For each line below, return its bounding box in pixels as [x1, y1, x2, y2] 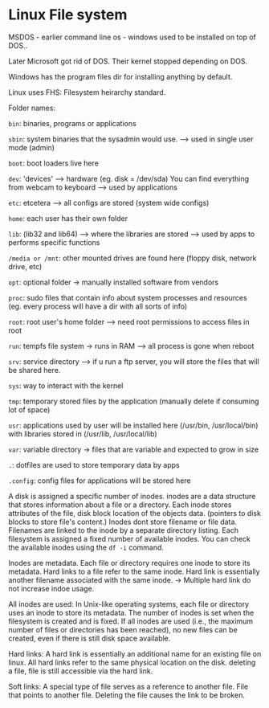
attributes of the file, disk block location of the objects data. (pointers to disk [8, 508, 261, 518]
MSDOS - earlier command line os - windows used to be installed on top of [8, 32, 257, 42]
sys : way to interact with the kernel [8, 380, 124, 391]
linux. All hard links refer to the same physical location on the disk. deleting [8, 657, 256, 667]
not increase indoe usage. [8, 583, 95, 593]
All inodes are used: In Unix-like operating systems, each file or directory [8, 599, 250, 608]
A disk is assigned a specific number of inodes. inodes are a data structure [8, 491, 256, 501]
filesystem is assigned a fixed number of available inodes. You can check [8, 534, 251, 543]
